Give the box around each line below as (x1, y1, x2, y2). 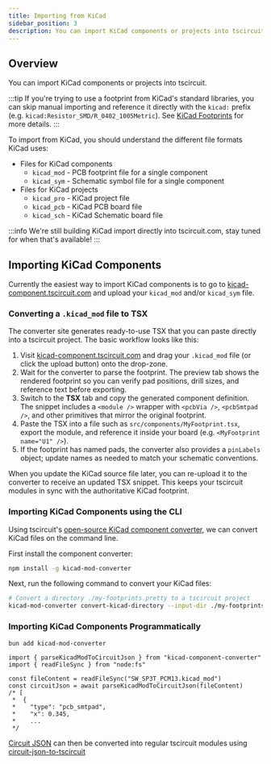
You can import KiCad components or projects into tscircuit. (8, 78, 207, 88)
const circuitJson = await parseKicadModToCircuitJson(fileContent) (8, 682, 244, 690)
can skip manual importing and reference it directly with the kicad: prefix (8, 102, 252, 112)
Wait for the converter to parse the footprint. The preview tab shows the (19, 367, 260, 377)
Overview (8, 56, 59, 70)
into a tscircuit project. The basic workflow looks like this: (8, 335, 199, 345)
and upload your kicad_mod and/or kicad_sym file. (93, 288, 255, 297)
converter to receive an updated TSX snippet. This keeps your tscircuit (8, 477, 244, 488)
